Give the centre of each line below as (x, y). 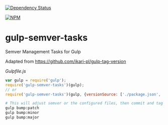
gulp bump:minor (22, 113)
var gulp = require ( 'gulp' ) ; (36, 80)
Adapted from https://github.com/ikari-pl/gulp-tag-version (66, 61)
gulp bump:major (22, 117)
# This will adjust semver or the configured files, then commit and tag (84, 103)
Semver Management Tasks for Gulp (43, 51)
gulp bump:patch (22, 108)
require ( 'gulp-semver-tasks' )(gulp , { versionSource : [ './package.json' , (83, 94)
